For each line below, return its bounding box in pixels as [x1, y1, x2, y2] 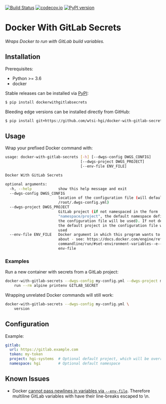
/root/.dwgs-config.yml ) [58, 200, 110, 205]
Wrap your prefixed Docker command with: [5, 145, 93, 151]
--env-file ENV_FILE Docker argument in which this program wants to [9, 232, 161, 237]
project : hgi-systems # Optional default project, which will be [9, 357, 149, 361]
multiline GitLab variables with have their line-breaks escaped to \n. [12, 393, 150, 399]
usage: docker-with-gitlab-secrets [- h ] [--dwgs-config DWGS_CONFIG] [5, 155, 152, 160]
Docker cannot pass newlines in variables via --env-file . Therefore [12, 388, 151, 394]
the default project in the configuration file [58, 223, 158, 228]
